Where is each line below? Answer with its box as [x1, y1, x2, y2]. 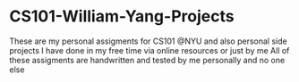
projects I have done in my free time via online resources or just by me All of [9, 45, 290, 55]
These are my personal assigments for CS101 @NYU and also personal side [9, 36, 288, 46]
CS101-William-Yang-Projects [9, 6, 235, 27]
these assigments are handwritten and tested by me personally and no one [9, 54, 286, 65]
